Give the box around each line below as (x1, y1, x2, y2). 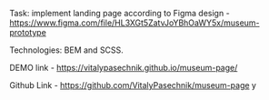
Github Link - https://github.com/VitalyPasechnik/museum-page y (9, 80, 257, 90)
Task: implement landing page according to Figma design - (9, 8, 230, 18)
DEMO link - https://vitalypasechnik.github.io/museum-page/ (9, 63, 238, 73)
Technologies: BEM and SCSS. (9, 45, 125, 55)
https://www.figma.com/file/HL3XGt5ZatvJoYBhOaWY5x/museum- (9, 17, 261, 28)
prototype (9, 27, 47, 37)
